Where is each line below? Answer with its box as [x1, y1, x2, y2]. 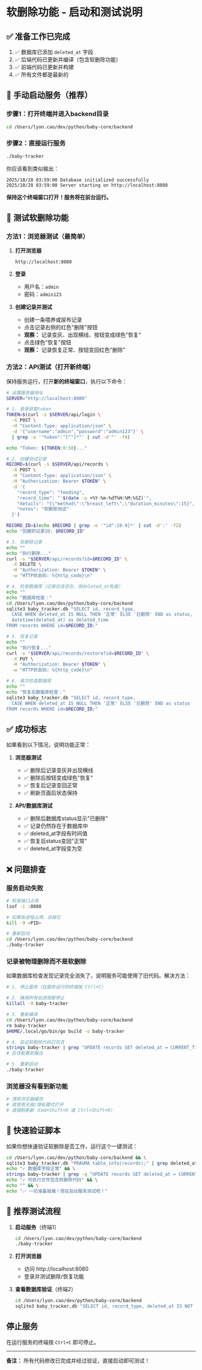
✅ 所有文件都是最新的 [14, 71, 69, 78]
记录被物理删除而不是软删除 [6, 957, 87, 966]
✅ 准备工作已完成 [6, 31, 70, 42]
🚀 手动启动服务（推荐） [6, 90, 93, 100]
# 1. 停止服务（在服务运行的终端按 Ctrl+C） [6, 984, 106, 990]
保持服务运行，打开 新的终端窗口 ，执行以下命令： [6, 377, 127, 385]
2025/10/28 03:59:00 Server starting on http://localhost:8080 [6, 182, 168, 188]
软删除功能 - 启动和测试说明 [6, 5, 143, 19]
